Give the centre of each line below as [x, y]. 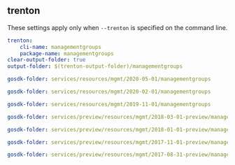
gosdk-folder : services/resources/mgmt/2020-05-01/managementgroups [109, 79]
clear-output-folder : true [47, 60]
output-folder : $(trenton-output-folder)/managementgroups [95, 66]
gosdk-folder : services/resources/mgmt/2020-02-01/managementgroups [109, 92]
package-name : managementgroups [67, 53]
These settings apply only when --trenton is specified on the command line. [117, 27]
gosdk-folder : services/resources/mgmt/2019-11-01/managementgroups [109, 104]
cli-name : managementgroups [60, 47]
